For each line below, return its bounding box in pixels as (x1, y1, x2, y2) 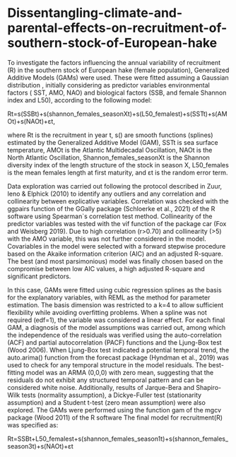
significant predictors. (7, 272, 71, 280)
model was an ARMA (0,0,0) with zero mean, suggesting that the (25, 368, 214, 376)
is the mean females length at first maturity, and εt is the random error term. (7, 168, 228, 177)
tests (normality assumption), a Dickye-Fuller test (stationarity (21, 391, 202, 399)
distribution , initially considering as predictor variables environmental (7, 81, 210, 89)
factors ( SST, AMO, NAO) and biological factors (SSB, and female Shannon (7, 88, 227, 97)
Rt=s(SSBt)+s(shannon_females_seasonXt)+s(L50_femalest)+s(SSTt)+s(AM (7, 109, 228, 118)
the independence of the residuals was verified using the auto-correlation (7, 331, 222, 339)
